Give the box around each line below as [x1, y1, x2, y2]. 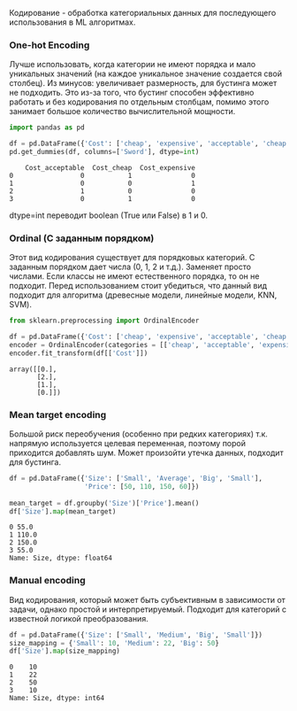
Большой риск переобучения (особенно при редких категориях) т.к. [9, 429, 268, 439]
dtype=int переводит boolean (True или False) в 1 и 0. [9, 210, 208, 220]
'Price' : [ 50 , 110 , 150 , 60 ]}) [84, 482, 200, 491]
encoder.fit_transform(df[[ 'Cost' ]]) [9, 349, 148, 358]
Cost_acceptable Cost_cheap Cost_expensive [25, 163, 196, 172]
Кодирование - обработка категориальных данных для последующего [9, 8, 277, 18]
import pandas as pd [9, 123, 86, 132]
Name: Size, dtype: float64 [9, 553, 113, 563]
